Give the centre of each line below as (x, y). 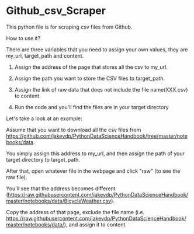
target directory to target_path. (43, 159)
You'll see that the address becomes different (61, 188)
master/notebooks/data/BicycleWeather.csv (59, 201)
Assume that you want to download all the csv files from (74, 130)
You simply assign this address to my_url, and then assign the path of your (96, 153)
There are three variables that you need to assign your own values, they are (97, 49)
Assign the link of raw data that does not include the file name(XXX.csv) (101, 89)
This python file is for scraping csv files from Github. (69, 27)
